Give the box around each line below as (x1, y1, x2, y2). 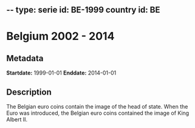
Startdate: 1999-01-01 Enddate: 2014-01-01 (6, 69, 117, 76)
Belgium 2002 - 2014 (6, 29, 115, 43)
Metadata (6, 53, 44, 63)
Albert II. (6, 116, 28, 123)
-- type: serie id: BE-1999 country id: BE (6, 5, 160, 15)
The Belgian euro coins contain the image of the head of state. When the (6, 103, 188, 110)
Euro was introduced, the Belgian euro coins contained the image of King (6, 109, 190, 117)
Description (6, 87, 52, 97)
